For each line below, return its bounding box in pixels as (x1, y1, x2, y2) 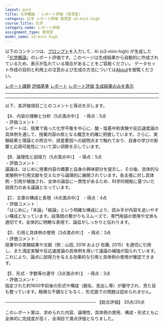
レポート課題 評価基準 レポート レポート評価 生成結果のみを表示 (5, 83, 134, 89)
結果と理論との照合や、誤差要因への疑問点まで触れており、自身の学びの (9, 137, 155, 143)
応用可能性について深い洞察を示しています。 (13, 143, 103, 149)
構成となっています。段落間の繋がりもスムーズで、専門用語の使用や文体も (9, 213, 158, 219)
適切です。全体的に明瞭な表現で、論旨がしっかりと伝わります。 (5, 219, 133, 225)
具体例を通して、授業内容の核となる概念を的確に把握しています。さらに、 (5, 131, 154, 137)
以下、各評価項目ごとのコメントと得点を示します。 (5, 102, 107, 108)
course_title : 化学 (5, 20, 43, 26)
